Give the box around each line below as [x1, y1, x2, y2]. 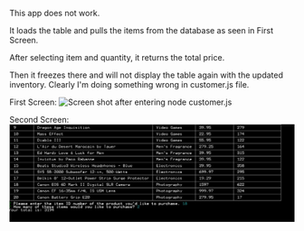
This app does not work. [9, 8, 100, 18]
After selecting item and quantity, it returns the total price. [9, 52, 225, 62]
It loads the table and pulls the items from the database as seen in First [9, 25, 274, 35]
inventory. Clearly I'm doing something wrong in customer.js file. [9, 79, 250, 89]
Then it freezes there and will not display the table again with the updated [9, 69, 283, 80]
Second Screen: [9, 115, 70, 125]
